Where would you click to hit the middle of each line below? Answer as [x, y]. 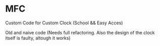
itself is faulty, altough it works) [38, 38]
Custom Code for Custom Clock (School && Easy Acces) [64, 23]
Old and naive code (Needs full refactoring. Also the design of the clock [80, 32]
